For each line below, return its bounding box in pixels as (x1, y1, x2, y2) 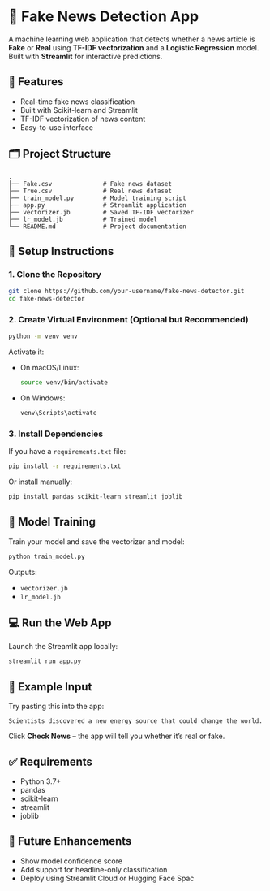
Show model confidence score (19, 856, 123, 866)
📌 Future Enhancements (8, 834, 132, 848)
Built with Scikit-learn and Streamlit (19, 105, 138, 115)
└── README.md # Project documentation (8, 223, 186, 231)
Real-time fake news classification (19, 97, 135, 106)
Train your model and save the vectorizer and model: (8, 536, 185, 547)
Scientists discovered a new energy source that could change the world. (8, 717, 264, 725)
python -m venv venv (8, 332, 79, 340)
